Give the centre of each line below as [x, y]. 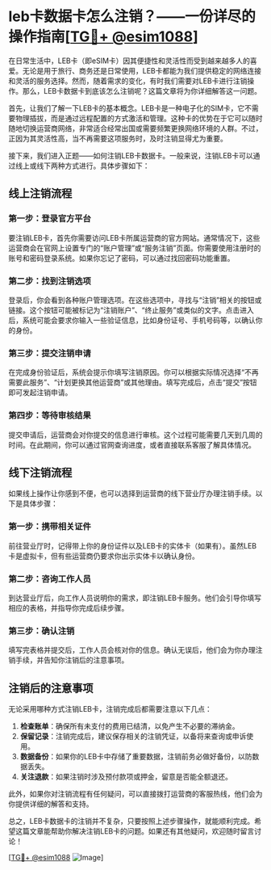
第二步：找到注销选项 [50, 281]
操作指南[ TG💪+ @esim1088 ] [104, 37]
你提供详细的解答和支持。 [51, 804]
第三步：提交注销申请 [50, 353]
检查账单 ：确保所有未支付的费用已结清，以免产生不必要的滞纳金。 [129, 726]
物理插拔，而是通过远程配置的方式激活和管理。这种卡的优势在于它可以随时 [139, 118]
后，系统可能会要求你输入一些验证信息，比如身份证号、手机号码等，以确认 [132, 320]
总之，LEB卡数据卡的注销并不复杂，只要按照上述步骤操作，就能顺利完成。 [131, 822]
